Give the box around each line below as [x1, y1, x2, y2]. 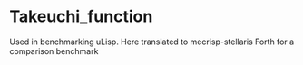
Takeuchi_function [9, 6, 153, 27]
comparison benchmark [9, 45, 99, 56]
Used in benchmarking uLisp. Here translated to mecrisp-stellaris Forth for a [9, 36, 295, 47]
